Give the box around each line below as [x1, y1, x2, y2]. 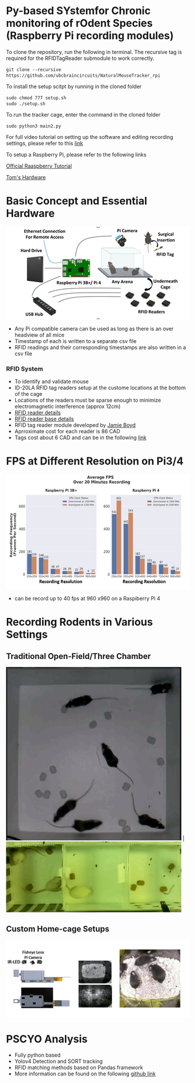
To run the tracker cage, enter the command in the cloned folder [6, 111, 161, 118]
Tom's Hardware [6, 174, 46, 181]
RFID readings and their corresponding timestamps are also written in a [14, 344, 186, 351]
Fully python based [14, 1051, 61, 1059]
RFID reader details [14, 409, 61, 416]
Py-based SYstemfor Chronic [6, 4, 151, 18]
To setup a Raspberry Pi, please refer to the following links [6, 151, 147, 158]
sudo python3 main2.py [6, 123, 61, 129]
